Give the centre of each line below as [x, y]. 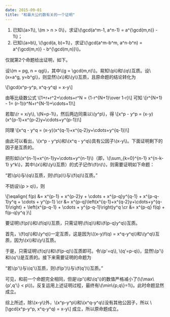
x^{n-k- [156, 158]
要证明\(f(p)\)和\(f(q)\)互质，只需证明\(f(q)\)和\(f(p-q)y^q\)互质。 [73, 223]
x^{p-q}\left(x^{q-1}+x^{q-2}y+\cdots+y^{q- [116, 201]
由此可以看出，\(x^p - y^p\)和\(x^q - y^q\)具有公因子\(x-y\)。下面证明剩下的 [84, 141]
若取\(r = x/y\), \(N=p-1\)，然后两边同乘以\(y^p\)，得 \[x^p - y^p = [74, 114]
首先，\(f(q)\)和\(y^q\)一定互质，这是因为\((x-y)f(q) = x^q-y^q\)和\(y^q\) [80, 234]
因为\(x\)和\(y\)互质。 [37, 240]
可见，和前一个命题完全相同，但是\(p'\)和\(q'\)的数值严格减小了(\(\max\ [80, 279]
